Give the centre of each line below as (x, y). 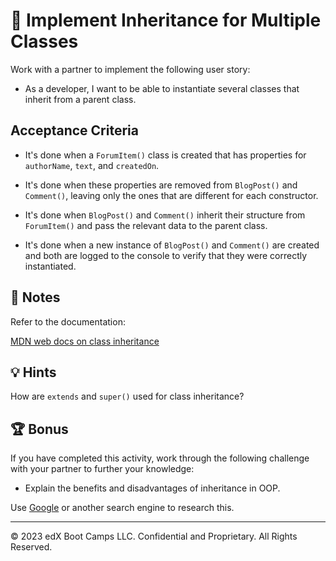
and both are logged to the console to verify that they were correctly (166, 255)
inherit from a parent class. (80, 99)
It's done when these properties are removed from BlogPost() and (161, 185)
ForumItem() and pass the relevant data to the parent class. (146, 225)
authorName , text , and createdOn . (92, 165)
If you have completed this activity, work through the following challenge (160, 458)
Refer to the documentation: (68, 321)
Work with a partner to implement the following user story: (130, 69)
